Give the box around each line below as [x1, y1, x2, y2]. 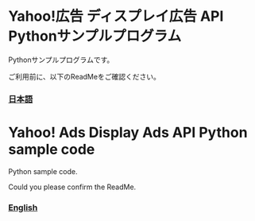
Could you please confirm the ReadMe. [8, 182, 137, 192]
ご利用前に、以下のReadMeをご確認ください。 [8, 72, 160, 81]
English [8, 202, 38, 213]
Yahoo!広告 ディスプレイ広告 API [8, 7, 224, 25]
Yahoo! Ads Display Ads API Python [8, 124, 248, 142]
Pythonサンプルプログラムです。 [8, 55, 114, 64]
